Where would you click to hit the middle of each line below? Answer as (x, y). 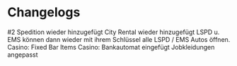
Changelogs (44, 12)
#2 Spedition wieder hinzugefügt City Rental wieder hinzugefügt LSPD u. (114, 32)
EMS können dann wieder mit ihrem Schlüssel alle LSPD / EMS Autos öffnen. (119, 39)
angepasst (23, 55)
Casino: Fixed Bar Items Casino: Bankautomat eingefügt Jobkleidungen (111, 47)
